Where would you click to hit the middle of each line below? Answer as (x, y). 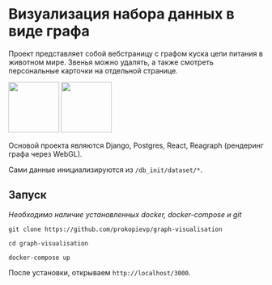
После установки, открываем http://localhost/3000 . (100, 272)
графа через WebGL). (45, 153)
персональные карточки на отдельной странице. (93, 70)
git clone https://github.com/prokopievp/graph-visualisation (115, 229)
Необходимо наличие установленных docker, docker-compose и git (125, 214)
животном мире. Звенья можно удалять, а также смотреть (111, 62)
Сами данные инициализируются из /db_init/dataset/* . (106, 170)
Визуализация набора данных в (121, 14)
